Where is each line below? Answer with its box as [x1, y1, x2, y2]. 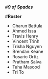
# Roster [5, 14, 22, 19]
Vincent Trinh [12, 38, 40, 44]
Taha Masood [12, 64, 40, 70]
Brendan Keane [12, 48, 44, 54]
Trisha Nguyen [12, 44, 42, 49]
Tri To [12, 69, 24, 75]
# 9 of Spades [5, 4, 33, 10]
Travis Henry [12, 33, 38, 39]
